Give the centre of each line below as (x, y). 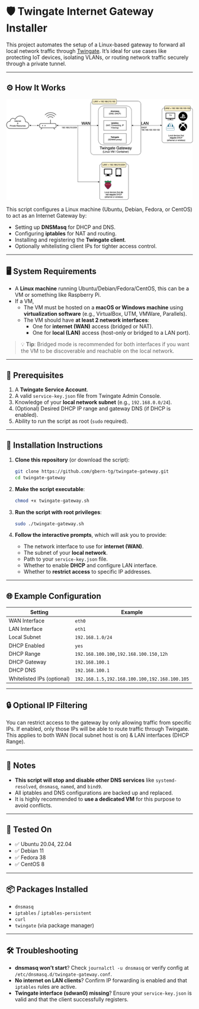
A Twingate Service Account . (52, 389)
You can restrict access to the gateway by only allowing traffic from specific (99, 722)
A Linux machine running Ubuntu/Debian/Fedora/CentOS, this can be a (102, 288)
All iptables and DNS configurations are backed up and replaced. (94, 793)
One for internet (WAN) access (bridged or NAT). (93, 326)
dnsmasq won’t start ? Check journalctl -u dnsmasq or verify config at (102, 968)
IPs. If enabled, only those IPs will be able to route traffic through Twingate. (98, 729)
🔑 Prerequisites (35, 375)
